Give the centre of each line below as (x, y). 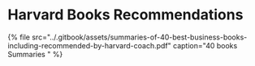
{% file (19, 37)
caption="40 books (205, 45)
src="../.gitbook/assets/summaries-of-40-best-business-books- (139, 37)
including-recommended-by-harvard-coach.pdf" (89, 45)
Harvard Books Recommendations (125, 15)
